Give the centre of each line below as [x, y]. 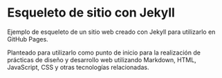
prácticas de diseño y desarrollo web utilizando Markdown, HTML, [102, 59]
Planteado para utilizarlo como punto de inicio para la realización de [104, 52]
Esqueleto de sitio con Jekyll [91, 13]
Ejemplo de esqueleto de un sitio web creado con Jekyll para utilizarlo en [111, 32]
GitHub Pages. [28, 39]
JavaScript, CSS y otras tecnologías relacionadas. [78, 67]
